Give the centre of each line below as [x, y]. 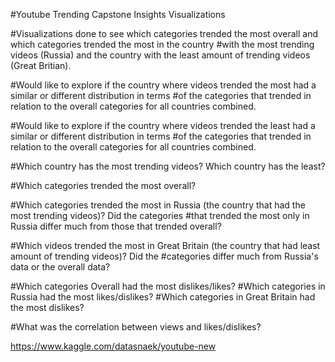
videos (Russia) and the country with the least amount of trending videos [160, 55]
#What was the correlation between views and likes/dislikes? [136, 327]
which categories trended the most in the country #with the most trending [162, 44]
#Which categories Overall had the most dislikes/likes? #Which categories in [168, 286]
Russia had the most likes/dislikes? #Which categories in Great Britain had [163, 297]
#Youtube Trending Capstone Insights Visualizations [118, 14]
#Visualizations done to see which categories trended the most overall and [164, 33]
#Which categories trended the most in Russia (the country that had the [158, 205]
